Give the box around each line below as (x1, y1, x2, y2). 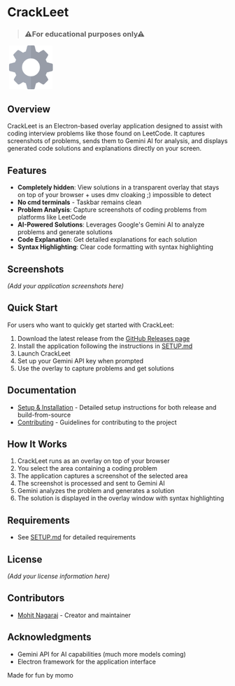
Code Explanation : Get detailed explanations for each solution (17, 236, 197, 244)
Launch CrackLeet (17, 349, 71, 358)
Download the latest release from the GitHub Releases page (17, 334, 190, 342)
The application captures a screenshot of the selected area (17, 471, 188, 480)
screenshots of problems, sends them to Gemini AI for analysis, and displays (7, 137, 228, 145)
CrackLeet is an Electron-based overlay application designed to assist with (7, 122, 222, 130)
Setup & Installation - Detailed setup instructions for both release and (17, 403, 217, 411)
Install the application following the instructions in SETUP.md (17, 342, 193, 350)
